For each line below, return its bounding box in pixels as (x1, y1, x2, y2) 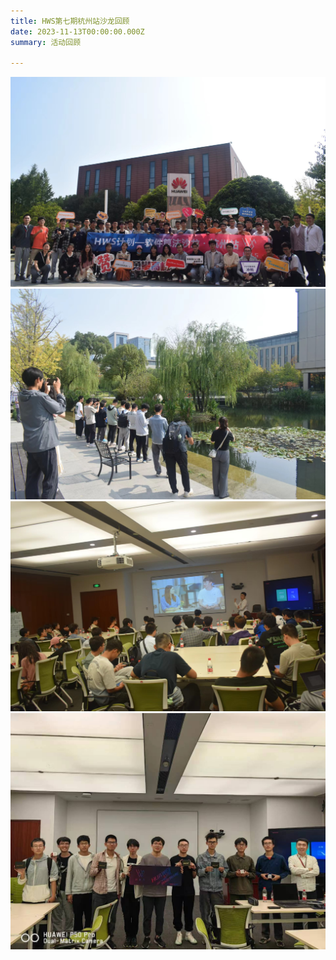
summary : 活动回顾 (10, 37, 82, 47)
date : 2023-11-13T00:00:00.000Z (10, 26, 145, 37)
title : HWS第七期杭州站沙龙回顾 (10, 16, 130, 26)
